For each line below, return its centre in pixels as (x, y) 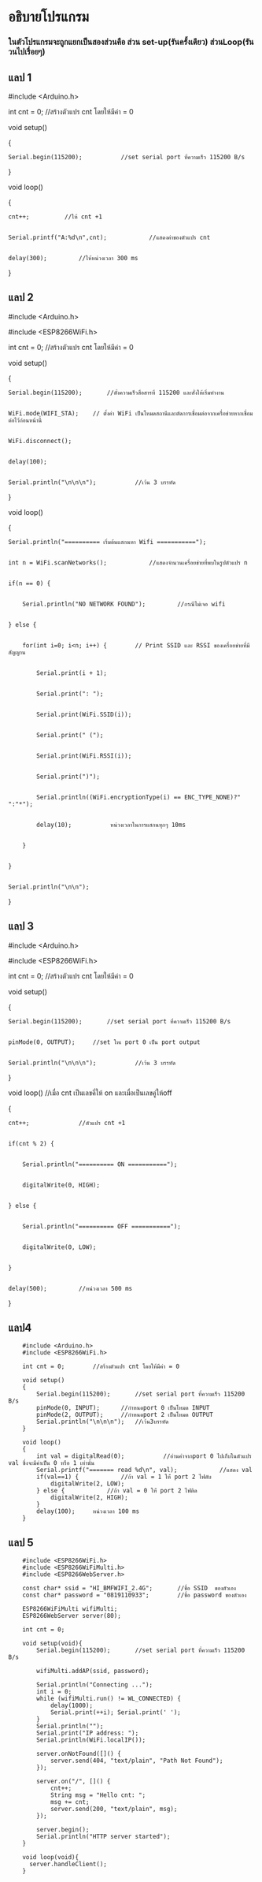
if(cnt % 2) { (31, 1143)
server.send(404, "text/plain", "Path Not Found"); (137, 1761)
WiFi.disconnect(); (40, 441)
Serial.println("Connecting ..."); (95, 1685)
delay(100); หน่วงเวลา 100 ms (88, 1511)
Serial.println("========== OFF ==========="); (101, 1226)
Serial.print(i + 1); (72, 673)
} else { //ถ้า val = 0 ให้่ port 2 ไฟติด (117, 1491)
